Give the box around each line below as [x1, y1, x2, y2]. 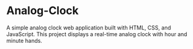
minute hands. [6, 37, 43, 44]
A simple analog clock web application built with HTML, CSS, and [6, 24, 172, 31]
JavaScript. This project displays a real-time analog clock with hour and [6, 30, 187, 37]
